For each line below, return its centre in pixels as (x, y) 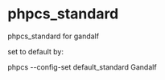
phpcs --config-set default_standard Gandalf (82, 67)
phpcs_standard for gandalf (54, 36)
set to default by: (35, 51)
